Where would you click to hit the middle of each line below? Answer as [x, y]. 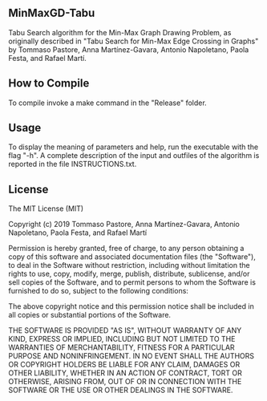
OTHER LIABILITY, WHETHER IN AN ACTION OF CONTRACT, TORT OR [125, 373]
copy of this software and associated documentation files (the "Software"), [132, 257]
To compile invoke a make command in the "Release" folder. [107, 103]
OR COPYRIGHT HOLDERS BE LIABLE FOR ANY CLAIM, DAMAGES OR [124, 365]
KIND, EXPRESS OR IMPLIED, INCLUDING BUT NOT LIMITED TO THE [122, 339]
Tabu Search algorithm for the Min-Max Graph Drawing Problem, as [120, 32]
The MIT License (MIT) [46, 209]
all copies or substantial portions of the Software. [89, 315]
